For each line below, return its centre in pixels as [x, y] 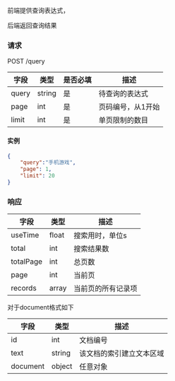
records [24, 288]
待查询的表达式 [123, 94]
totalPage [27, 262]
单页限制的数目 [123, 120]
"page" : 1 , [36, 169]
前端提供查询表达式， [38, 10]
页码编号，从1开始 [129, 107]
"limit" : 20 [37, 176]
